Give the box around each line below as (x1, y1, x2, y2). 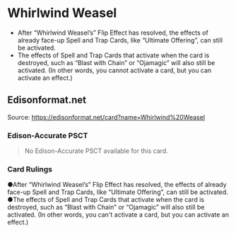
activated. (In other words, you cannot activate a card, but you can (17, 66, 212, 74)
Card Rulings (7, 164, 53, 174)
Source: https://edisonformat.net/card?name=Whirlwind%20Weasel (7, 113, 206, 121)
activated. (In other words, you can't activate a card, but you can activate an (7, 210, 230, 219)
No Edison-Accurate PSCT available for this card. (24, 147, 168, 155)
